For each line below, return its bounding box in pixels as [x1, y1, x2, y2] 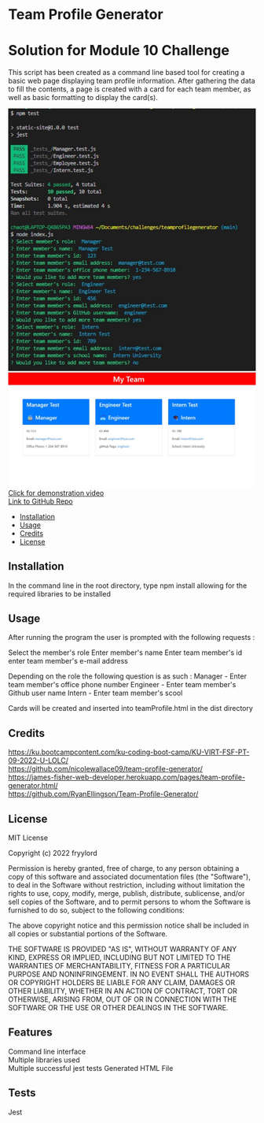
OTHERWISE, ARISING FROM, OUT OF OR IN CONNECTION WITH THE [8, 995, 237, 1004]
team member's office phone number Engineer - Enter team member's [8, 680, 236, 690]
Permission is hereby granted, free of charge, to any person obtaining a [8, 864, 240, 873]
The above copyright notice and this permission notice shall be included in [8, 920, 249, 931]
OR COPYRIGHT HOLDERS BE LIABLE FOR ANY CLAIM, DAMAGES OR [8, 978, 236, 987]
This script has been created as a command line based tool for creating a [8, 68, 245, 77]
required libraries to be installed [8, 589, 112, 598]
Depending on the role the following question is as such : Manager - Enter [8, 671, 247, 681]
